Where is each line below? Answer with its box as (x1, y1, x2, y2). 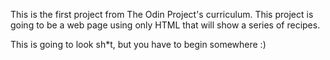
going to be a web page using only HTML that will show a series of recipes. (10, 19, 321, 31)
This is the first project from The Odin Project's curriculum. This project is (10, 9, 314, 20)
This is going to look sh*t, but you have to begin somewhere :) (10, 39, 267, 50)
